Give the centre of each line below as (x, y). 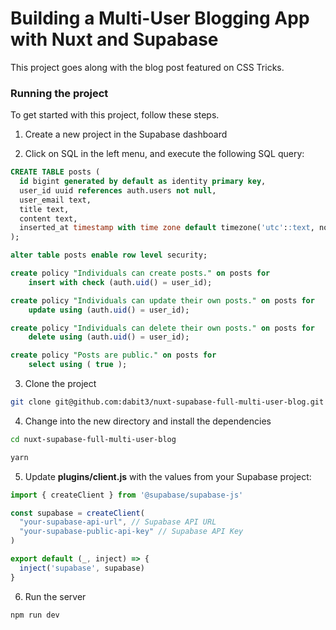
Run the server (55, 596)
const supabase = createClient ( (77, 513)
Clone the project (60, 384)
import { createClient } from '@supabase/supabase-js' (127, 495)
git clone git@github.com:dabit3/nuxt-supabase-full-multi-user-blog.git (167, 402)
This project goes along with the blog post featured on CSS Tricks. (147, 67)
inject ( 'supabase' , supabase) (82, 568)
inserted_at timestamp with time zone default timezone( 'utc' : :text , (167, 228)
